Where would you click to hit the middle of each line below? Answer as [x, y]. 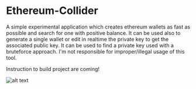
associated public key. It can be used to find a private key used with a [90, 45]
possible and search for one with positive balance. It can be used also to [93, 33]
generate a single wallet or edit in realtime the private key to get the [87, 39]
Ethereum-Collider [52, 11]
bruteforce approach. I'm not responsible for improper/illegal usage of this [95, 51]
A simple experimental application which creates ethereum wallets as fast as [98, 27]
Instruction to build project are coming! [53, 69]
